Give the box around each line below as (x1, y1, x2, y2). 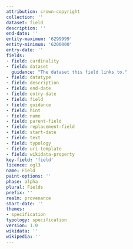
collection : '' (6, 14, 44, 20)
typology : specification (6, 217, 67, 223)
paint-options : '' (6, 173, 51, 179)
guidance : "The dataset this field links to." (11, 69, 128, 75)
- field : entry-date (6, 91, 57, 97)
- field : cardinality (6, 58, 59, 64)
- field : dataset (6, 63, 49, 70)
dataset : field (6, 19, 44, 25)
